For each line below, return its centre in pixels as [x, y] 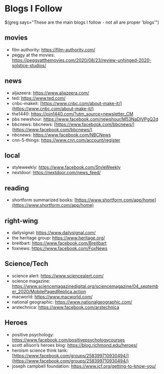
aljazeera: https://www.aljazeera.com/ [50, 93]
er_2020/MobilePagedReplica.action [49, 291]
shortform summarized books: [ [44, 200]
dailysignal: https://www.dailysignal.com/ [54, 233]
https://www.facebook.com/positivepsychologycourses [68, 340]
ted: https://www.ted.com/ [39, 98]
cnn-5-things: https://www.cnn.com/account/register [66, 140]
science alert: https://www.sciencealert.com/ [58, 276]
